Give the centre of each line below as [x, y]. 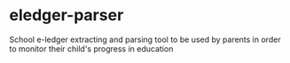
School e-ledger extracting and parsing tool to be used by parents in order [145, 39]
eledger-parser [67, 15]
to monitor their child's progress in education [91, 48]
